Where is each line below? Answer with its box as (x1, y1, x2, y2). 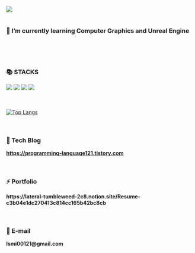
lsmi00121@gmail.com (6, 240, 63, 248)
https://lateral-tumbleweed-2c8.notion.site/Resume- (6, 193, 140, 200)
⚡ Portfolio (6, 177, 37, 185)
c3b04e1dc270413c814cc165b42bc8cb (6, 200, 107, 207)
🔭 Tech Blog (6, 136, 41, 144)
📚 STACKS (6, 68, 39, 76)
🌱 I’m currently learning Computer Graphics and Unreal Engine (6, 26, 190, 34)
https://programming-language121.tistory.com (6, 149, 124, 156)
